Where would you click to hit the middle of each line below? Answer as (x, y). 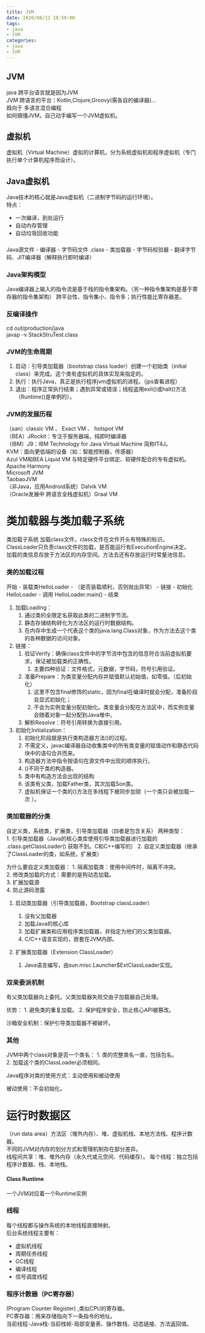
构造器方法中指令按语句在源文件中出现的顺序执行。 (89, 760)
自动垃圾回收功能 (37, 233)
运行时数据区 (39, 1116)
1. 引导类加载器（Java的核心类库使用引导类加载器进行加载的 (82, 838)
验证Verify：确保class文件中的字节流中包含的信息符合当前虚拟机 (105, 653)
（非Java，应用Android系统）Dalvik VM (57, 487)
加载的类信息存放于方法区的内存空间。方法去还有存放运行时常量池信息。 (97, 555)
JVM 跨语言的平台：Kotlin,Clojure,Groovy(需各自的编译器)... (81, 100)
